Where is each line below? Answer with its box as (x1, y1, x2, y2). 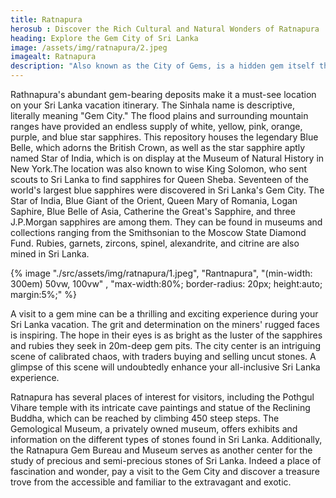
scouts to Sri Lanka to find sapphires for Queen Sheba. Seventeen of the (10, 174, 309, 185)
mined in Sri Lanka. (10, 248, 90, 260)
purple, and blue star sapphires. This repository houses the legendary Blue (10, 131, 319, 143)
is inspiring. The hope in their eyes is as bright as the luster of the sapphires (10, 329, 323, 341)
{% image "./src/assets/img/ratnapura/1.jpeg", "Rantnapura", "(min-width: (10, 267, 313, 279)
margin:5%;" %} (10, 289, 77, 300)
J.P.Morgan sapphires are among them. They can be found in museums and (10, 216, 323, 228)
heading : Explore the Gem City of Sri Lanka (10, 33, 199, 43)
